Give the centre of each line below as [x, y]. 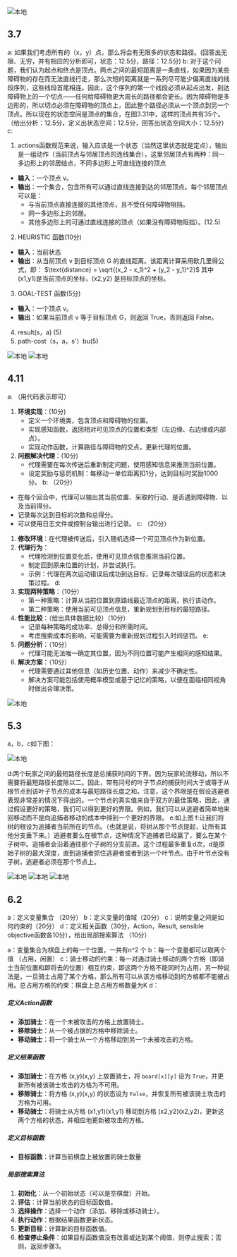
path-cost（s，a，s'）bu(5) [58, 341]
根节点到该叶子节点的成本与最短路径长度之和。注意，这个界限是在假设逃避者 [119, 791]
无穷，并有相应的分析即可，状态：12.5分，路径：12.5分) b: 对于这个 [117, 61]
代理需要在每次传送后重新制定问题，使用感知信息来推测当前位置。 [124, 464]
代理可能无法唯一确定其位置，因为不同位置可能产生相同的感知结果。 [127, 653]
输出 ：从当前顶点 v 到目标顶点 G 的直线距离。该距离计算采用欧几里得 [118, 260]
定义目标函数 [26, 1137]
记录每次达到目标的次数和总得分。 [67, 514]
